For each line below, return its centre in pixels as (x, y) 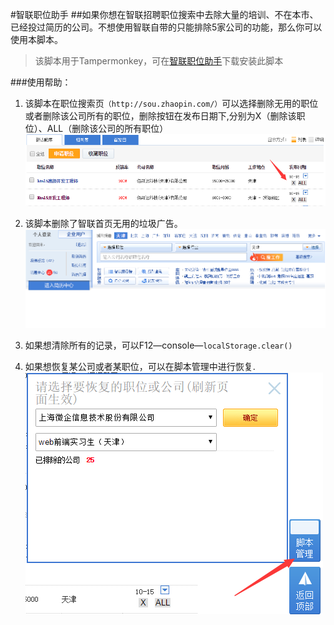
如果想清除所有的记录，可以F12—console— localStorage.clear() (158, 345)
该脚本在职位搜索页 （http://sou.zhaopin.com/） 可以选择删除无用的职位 (171, 103)
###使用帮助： (41, 82)
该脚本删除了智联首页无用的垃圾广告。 (103, 223)
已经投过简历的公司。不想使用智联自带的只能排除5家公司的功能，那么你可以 (166, 27)
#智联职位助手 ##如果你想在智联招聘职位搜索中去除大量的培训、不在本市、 (164, 14)
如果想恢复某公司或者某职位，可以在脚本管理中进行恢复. (140, 367)
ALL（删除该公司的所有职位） (107, 128)
